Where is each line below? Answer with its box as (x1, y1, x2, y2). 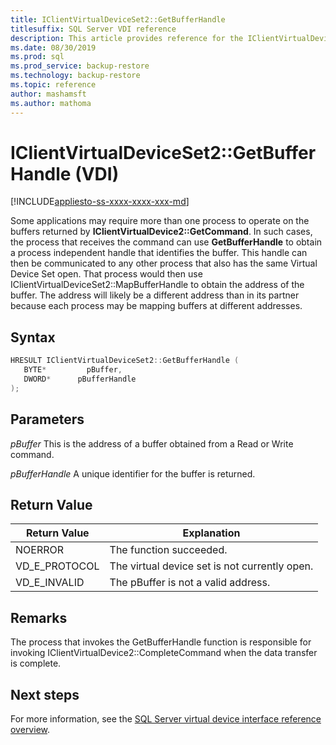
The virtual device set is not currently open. (109, 559, 314, 573)
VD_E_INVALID (15, 576, 85, 590)
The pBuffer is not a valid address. (109, 576, 271, 590)
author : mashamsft (10, 89, 87, 99)
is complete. (10, 657, 62, 670)
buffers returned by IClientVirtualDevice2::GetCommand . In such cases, (10, 226, 313, 238)
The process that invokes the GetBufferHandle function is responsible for (10, 636, 312, 648)
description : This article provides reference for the (10, 33, 244, 43)
